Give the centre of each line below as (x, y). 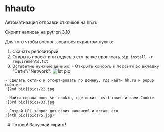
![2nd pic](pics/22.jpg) (31, 89)
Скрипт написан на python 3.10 (38, 32)
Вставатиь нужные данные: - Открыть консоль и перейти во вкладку (86, 66)
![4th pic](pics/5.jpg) (30, 115)
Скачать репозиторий (35, 51)
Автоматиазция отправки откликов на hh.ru (51, 22)
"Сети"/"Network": (32, 71)
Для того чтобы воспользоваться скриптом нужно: (59, 41)
